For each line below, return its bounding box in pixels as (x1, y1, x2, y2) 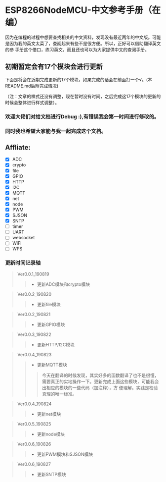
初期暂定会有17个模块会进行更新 (5, 62, 103, 71)
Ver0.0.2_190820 (17, 291, 52, 297)
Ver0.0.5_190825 (17, 421, 51, 427)
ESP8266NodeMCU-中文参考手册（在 (5, 4, 161, 16)
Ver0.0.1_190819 (17, 271, 49, 277)
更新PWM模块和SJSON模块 (37, 451, 93, 457)
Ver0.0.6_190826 (17, 441, 51, 447)
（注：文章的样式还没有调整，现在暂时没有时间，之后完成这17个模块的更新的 (5, 93, 161, 99)
